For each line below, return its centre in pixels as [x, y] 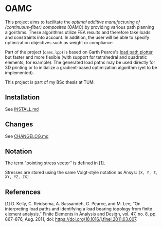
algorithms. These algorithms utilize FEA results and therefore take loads [78, 32]
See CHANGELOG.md [27, 136]
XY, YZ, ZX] [17, 177]
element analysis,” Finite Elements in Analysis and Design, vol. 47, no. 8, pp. [81, 214]
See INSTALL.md [22, 109]
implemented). [19, 72]
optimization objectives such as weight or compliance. [60, 42]
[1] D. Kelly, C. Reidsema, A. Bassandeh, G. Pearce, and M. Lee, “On [73, 204]
